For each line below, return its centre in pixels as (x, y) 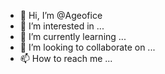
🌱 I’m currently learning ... (73, 36)
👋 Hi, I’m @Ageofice (61, 15)
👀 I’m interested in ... (62, 26)
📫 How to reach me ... (66, 58)
